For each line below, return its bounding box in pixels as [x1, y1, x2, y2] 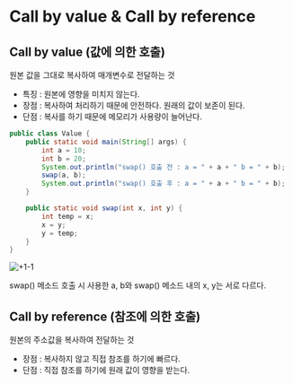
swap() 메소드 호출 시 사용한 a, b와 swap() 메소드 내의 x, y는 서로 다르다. [9, 280, 267, 291]
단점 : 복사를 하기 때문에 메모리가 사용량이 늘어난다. [22, 111, 202, 122]
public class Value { [9, 129, 91, 138]
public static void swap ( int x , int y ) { [25, 204, 182, 213]
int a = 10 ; [41, 145, 87, 154]
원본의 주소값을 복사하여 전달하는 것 [9, 335, 135, 345]
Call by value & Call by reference [9, 6, 256, 27]
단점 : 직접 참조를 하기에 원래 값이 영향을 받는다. [22, 365, 191, 376]
